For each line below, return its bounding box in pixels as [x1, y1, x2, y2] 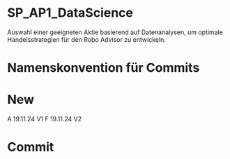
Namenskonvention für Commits [7, 60, 200, 76]
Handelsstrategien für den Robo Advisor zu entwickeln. [7, 35, 166, 43]
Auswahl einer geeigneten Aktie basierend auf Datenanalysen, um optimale [7, 28, 223, 36]
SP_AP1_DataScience [7, 5, 134, 21]
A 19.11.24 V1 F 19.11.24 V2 [7, 115, 82, 123]
